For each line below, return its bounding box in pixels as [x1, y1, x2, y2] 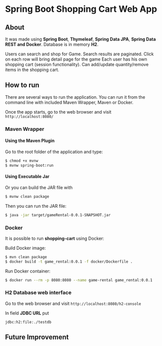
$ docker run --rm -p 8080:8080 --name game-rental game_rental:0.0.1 [5, 277, 153, 282]
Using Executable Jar [5, 174, 50, 180]
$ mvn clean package [5, 254, 48, 260]
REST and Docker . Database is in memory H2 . [5, 41, 99, 47]
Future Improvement [5, 333, 69, 342]
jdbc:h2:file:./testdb [5, 319, 52, 324]
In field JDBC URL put [5, 310, 49, 316]
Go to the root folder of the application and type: [5, 149, 103, 154]
